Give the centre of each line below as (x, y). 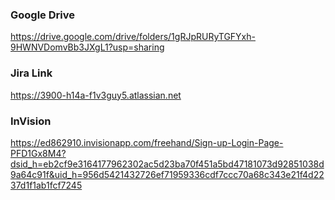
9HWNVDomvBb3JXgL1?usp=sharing (87, 47)
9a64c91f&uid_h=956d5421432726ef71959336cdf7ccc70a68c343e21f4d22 (167, 174)
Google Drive (42, 15)
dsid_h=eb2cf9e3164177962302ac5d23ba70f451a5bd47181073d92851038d (167, 164)
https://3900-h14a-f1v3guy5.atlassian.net (96, 95)
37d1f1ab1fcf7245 (46, 185)
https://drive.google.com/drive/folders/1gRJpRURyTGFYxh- (133, 37)
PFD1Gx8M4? (38, 153)
